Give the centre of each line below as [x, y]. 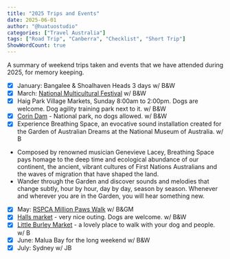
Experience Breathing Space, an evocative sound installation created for [119, 124]
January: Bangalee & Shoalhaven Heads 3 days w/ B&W [96, 86]
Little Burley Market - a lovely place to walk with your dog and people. [116, 225]
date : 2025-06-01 [32, 20]
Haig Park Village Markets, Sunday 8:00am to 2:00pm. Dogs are [107, 101]
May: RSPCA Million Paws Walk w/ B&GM [75, 210]
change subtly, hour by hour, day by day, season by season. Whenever [117, 189]
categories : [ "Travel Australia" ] [57, 33]
